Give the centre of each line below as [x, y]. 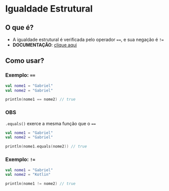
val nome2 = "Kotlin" [28, 175]
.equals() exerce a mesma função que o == [51, 123]
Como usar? [25, 61]
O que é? [19, 28]
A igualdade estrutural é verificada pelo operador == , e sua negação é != [88, 39]
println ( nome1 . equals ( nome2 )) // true [46, 147]
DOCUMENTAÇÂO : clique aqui [45, 45]
